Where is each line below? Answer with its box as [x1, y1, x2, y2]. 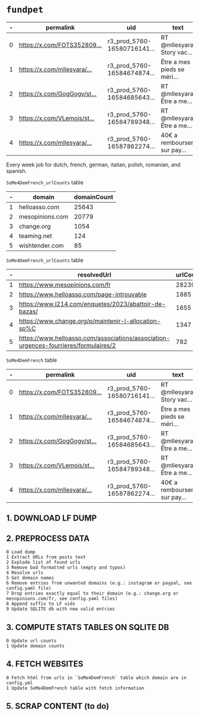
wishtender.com [18, 241, 64, 249]
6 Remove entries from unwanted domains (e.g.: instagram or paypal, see [6, 580, 192, 586]
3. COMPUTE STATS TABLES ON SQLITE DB [6, 622, 169, 632]
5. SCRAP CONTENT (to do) [6, 701, 110, 711]
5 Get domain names [6, 575, 54, 581]
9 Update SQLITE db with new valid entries [6, 606, 115, 612]
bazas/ [18, 307, 38, 315]
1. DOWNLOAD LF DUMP [6, 513, 97, 524]
